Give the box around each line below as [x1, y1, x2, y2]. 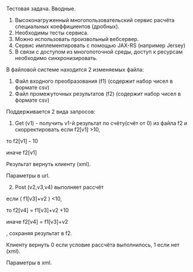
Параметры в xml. [6, 259, 52, 266]
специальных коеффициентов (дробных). [14, 23, 120, 30]
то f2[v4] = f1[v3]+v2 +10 [6, 207, 69, 214]
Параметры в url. [6, 172, 50, 179]
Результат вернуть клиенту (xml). [6, 161, 91, 167]
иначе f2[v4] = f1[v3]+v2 [6, 218, 69, 225]
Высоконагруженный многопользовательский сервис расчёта [14, 17, 175, 23]
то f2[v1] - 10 [6, 137, 38, 145]
